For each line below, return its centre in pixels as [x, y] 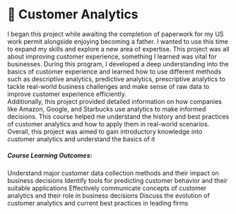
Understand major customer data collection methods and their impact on [113, 173]
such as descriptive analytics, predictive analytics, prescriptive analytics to [117, 79]
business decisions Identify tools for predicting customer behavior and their [118, 180]
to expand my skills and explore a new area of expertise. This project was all [118, 49]
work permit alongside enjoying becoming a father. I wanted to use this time [118, 41]
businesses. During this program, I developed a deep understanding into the [118, 64]
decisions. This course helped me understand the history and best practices [118, 117]
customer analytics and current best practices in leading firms [98, 203]
